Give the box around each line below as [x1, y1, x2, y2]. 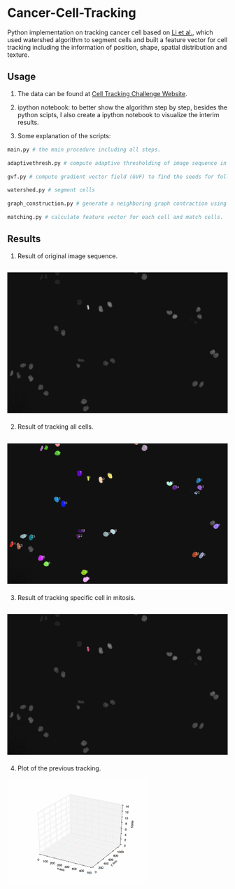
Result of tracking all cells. [17, 422, 94, 431]
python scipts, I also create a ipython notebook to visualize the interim [17, 110, 220, 119]
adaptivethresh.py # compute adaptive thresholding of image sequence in [7, 159, 227, 166]
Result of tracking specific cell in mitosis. [17, 593, 136, 601]
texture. [7, 51, 30, 59]
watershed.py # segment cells [7, 187, 96, 194]
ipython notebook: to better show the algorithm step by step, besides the [17, 103, 228, 112]
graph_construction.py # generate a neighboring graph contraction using [7, 200, 227, 208]
